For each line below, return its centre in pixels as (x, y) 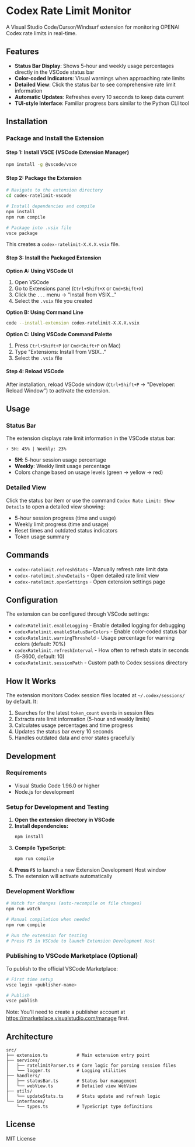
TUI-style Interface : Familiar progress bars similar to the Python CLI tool (102, 103)
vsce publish (22, 1001)
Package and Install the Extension (55, 138)
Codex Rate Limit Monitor (69, 11)
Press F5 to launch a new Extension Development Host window (90, 870)
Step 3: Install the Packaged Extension (54, 258)
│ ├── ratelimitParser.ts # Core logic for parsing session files (91, 1066)
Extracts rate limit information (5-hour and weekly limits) (82, 719)
